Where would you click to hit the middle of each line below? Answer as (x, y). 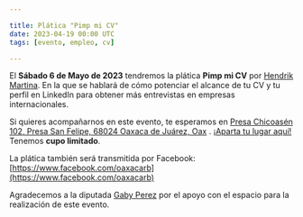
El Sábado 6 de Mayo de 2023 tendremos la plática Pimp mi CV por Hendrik (151, 76)
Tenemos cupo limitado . (55, 141)
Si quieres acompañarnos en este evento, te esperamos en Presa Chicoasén (151, 122)
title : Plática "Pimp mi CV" (64, 25)
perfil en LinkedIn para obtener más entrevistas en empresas (123, 95)
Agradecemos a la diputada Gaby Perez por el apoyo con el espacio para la (150, 195)
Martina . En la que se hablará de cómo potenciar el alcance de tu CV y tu (145, 86)
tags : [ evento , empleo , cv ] (62, 42)
